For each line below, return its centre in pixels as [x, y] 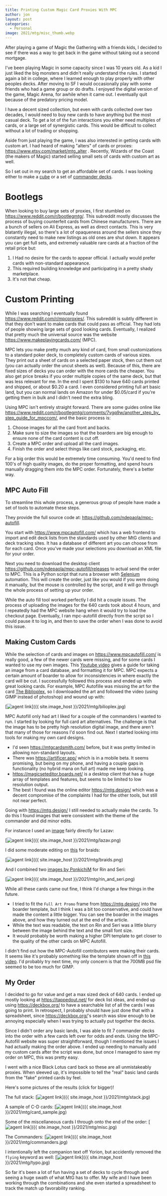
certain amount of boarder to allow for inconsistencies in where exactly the [82, 675]
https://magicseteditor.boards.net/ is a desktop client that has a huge [83, 774]
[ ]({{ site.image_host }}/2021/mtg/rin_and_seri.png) [70, 879]
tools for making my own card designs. [45, 738]
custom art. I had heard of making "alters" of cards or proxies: [69, 146]
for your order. [20, 554]
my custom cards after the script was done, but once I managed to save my [83, 1052]
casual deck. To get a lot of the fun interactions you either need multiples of [83, 120]
